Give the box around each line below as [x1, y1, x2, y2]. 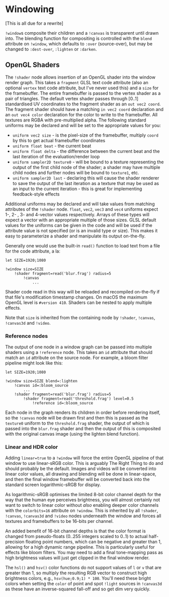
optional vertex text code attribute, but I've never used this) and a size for [5, 85, 159, 91]
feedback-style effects [12, 191, 60, 197]
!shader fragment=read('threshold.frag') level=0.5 [23, 396, 134, 401]
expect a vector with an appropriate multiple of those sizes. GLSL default [5, 217, 156, 223]
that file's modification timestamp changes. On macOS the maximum [5, 294, 147, 300]
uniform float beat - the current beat [12, 143, 92, 149]
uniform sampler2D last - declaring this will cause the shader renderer [12, 175, 159, 181]
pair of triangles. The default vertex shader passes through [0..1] [5, 95, 139, 101]
